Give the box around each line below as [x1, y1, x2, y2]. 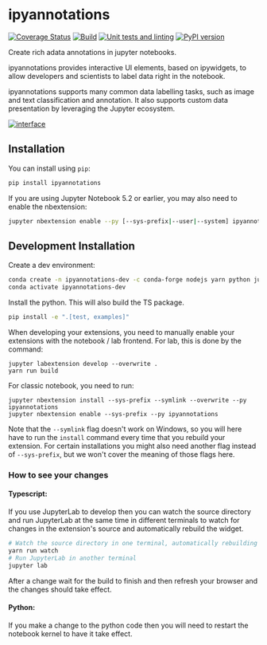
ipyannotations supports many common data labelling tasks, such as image [8, 86, 254, 96]
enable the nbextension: [8, 202, 87, 211]
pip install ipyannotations [8, 179, 102, 187]
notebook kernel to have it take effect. [8, 628, 133, 639]
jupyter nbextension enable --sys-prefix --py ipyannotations [8, 410, 219, 418]
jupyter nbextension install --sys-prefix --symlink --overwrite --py [8, 396, 247, 404]
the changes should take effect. [8, 584, 113, 594]
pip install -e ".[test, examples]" [8, 313, 130, 321]
